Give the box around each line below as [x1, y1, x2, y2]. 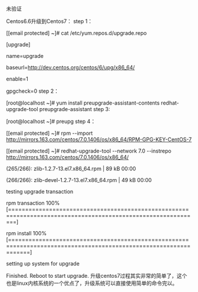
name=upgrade [6, 53, 44, 59]
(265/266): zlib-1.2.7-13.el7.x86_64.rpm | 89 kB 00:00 [6, 165, 137, 172]
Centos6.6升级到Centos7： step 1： [6, 18, 93, 25]
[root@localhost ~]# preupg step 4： [6, 118, 96, 125]
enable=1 [6, 76, 28, 82]
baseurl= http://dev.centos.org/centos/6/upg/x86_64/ [6, 64, 135, 71]
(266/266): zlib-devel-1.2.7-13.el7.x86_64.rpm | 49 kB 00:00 [6, 177, 152, 183]
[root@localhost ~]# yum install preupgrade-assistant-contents [6, 99, 160, 106]
